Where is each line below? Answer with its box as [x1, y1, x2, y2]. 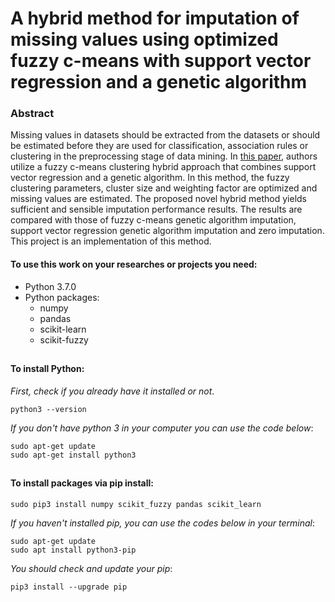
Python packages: [24, 291, 100, 303]
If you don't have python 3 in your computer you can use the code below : [10, 422, 314, 434]
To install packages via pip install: [10, 477, 154, 489]
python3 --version [10, 404, 87, 414]
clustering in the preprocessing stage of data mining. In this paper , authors [10, 150, 318, 162]
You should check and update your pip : [10, 562, 173, 574]
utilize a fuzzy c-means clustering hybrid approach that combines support [10, 161, 317, 173]
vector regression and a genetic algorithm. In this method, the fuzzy [10, 172, 290, 184]
